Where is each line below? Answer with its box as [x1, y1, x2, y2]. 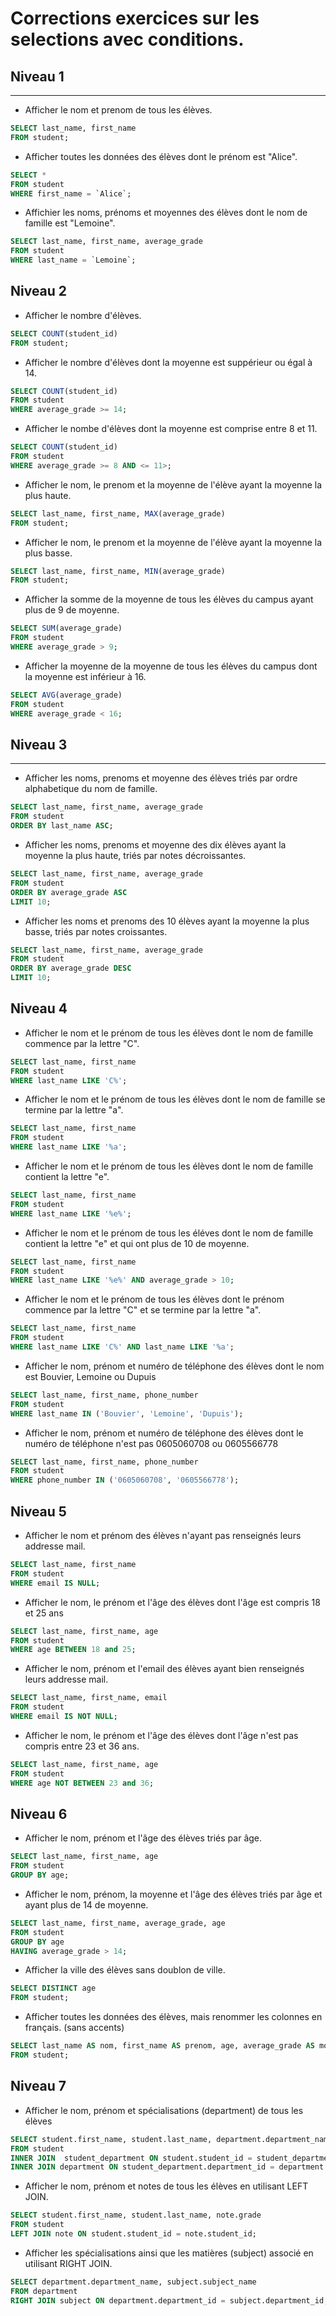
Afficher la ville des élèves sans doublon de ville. [24, 1964, 226, 1976]
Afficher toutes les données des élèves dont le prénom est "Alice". [24, 150, 298, 162]
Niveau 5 [10, 1503, 67, 1520]
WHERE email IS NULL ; [10, 1578, 101, 1588]
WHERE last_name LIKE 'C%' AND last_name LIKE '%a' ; [10, 1342, 235, 1352]
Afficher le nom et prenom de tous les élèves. [24, 104, 213, 116]
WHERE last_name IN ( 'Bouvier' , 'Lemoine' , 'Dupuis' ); [10, 1408, 244, 1419]
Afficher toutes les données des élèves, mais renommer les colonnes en [24, 2011, 323, 2023]
